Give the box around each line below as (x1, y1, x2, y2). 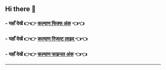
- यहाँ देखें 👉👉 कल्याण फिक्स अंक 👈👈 (5, 20, 85, 27)
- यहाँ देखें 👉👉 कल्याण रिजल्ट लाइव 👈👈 (5, 35, 88, 42)
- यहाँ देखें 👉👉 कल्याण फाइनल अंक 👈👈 (5, 51, 87, 58)
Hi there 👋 (5, 5, 36, 13)
